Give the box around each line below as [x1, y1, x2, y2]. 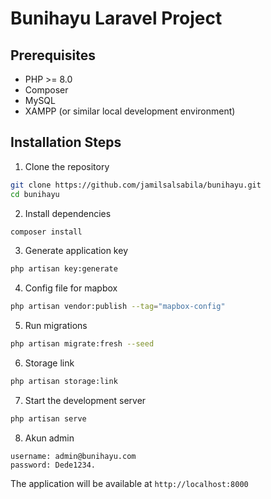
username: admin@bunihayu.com [10, 451, 137, 461]
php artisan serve [10, 413, 87, 424]
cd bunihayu [10, 189, 60, 199]
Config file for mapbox [24, 282, 118, 294]
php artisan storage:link [10, 377, 118, 387]
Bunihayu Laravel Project [10, 7, 223, 30]
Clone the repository [24, 160, 110, 172]
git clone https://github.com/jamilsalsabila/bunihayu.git [10, 180, 262, 190]
